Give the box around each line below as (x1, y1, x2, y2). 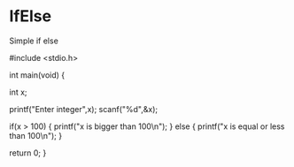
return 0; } (9, 148, 47, 158)
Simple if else (9, 35, 59, 46)
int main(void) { (9, 69, 66, 80)
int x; (9, 87, 28, 97)
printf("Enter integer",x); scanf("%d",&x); (9, 103, 158, 114)
